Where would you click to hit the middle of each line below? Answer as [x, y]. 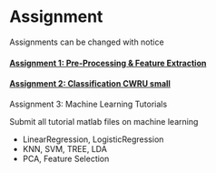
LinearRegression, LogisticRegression [93, 139]
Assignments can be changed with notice [87, 42]
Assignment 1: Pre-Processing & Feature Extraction [108, 63]
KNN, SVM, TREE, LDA [64, 148]
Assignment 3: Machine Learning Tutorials [88, 104]
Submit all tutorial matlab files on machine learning [104, 121]
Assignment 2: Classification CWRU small [90, 84]
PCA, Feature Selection [66, 158]
